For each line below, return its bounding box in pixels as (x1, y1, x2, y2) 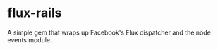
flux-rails (7, 5, 62, 21)
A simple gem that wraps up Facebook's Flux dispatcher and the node (7, 28, 212, 37)
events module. (7, 35, 52, 44)
